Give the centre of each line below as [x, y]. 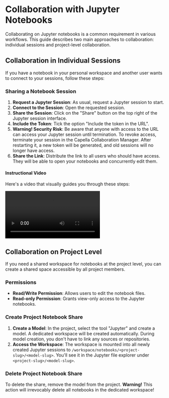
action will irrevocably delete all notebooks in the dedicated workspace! [80, 389]
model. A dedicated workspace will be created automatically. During [83, 333]
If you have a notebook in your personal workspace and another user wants [84, 73]
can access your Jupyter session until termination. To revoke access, [84, 134]
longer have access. [34, 151]
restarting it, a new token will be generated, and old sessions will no [83, 145]
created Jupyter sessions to [42, 350]
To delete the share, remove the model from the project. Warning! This [79, 384]
